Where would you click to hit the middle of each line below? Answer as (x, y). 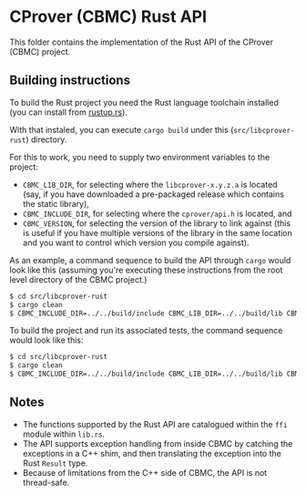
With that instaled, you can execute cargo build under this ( (122, 129)
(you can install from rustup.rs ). (68, 112)
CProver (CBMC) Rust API (108, 17)
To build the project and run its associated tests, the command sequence (146, 331)
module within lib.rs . (64, 434)
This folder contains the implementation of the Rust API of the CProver (142, 42)
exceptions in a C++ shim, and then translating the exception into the (152, 453)
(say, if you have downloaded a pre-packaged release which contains (153, 194)
